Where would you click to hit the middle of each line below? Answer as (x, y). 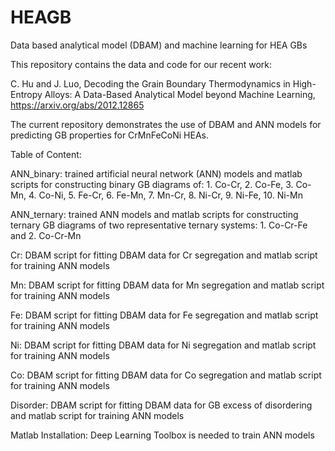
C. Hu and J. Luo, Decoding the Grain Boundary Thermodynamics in (150, 83)
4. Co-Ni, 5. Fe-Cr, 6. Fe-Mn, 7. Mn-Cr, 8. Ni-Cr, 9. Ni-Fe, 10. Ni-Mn (165, 195)
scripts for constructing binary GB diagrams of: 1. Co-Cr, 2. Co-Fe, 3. (152, 184)
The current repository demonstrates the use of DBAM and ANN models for (166, 124)
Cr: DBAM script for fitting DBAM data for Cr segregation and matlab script (164, 255)
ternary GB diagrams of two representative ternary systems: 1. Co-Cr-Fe (159, 225)
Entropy (26, 94)
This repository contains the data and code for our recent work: (141, 64)
